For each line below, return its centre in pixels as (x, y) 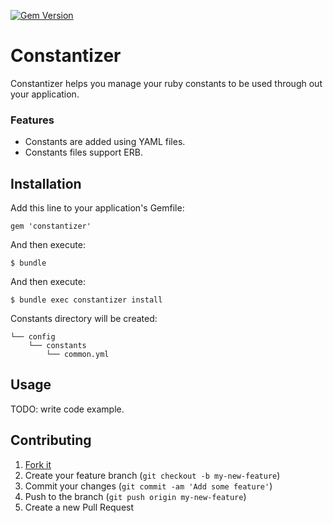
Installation (46, 183)
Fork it (38, 464)
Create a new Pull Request (79, 507)
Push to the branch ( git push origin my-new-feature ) (135, 496)
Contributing (51, 440)
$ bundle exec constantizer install (86, 300)
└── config (33, 337)
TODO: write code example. (67, 409)
